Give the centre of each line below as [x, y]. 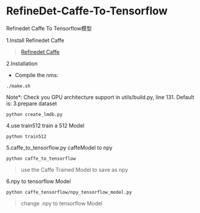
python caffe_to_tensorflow [41, 159]
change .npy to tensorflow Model [61, 203]
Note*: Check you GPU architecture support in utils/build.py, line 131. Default [100, 97]
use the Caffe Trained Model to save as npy [74, 169]
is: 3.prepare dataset [32, 104]
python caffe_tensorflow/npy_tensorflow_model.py [69, 192]
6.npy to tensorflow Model [39, 181]
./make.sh [19, 86]
